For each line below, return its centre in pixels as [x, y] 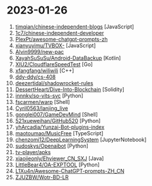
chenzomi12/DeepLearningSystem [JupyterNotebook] [81, 139]
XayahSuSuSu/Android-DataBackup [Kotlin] [68, 58]
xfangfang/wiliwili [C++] [44, 70]
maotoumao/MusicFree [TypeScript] [59, 133]
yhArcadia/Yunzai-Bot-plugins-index [60, 127]
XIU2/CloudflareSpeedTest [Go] [54, 64]
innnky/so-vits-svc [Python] [49, 96]
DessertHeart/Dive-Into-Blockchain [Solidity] [70, 89]
